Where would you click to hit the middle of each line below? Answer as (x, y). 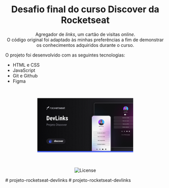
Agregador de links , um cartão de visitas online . (85, 34)
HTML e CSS (26, 65)
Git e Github (25, 75)
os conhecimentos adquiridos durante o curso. (85, 45)
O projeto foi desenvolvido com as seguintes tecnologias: (65, 55)
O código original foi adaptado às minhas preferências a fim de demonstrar (85, 40)
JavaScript (24, 70)
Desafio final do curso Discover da (85, 9)
